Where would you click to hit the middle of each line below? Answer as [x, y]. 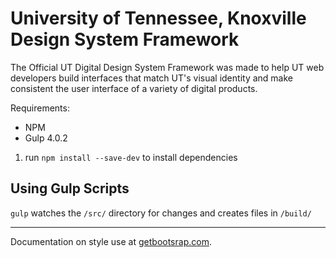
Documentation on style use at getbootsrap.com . [111, 241]
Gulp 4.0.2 [46, 138]
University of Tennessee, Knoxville [158, 18]
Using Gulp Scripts [70, 188]
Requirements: [40, 108]
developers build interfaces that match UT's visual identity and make [151, 78]
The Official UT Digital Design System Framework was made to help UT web [167, 67]
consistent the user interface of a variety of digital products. [134, 88]
